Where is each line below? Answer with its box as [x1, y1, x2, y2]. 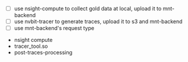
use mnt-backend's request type [14, 25, 94, 32]
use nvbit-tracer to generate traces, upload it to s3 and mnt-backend [14, 18, 183, 25]
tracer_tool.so [14, 43, 48, 50]
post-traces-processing [14, 49, 72, 56]
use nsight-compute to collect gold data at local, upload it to [14, 5, 162, 12]
